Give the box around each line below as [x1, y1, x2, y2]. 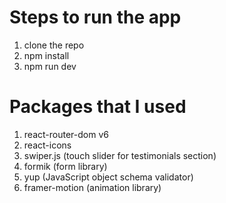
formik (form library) [23, 160, 108, 172]
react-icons [23, 139, 72, 151]
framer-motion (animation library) [23, 181, 162, 193]
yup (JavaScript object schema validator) [23, 171, 194, 183]
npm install [23, 49, 70, 61]
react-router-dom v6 [23, 128, 109, 140]
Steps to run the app [9, 6, 182, 29]
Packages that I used [9, 96, 187, 118]
